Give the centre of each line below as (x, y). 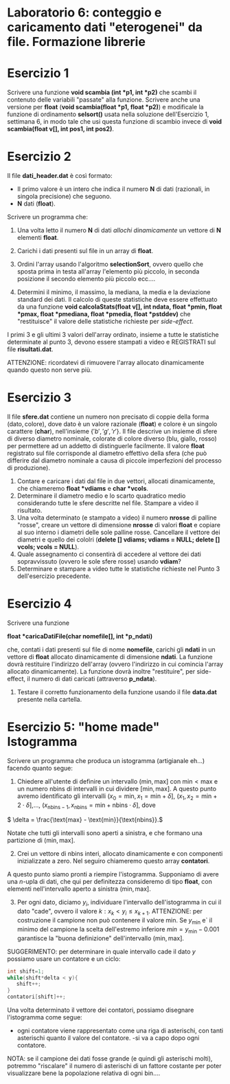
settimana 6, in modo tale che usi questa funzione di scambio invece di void (114, 122)
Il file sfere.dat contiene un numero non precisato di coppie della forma (108, 417)
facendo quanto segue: (40, 768)
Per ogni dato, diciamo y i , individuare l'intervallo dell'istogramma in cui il (119, 903)
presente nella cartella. (49, 699)
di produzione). (28, 468)
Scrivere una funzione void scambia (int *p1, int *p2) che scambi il (102, 92)
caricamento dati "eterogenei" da (105, 27)
